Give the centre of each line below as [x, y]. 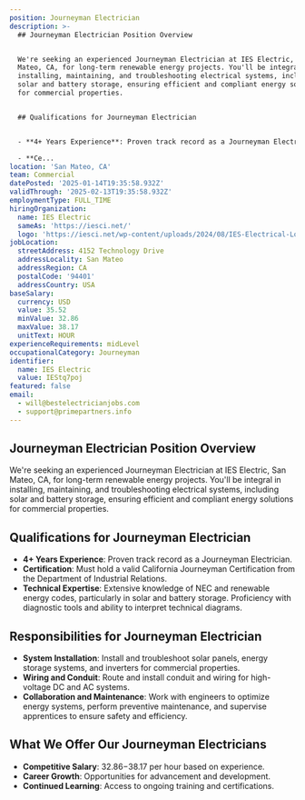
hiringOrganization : [49, 209]
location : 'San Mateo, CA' [60, 166]
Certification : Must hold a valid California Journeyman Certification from [159, 569]
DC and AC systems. [91, 687]
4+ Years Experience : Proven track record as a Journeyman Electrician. [157, 559]
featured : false [40, 386]
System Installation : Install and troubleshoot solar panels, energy [145, 658]
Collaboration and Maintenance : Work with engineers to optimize [146, 697]
